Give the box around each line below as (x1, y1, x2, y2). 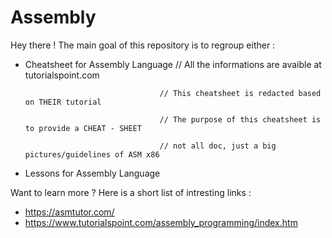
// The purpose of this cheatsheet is (159, 114, 322, 125)
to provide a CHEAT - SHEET (24, 123, 142, 133)
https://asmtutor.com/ (24, 206, 115, 218)
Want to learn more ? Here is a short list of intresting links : (10, 186, 252, 198)
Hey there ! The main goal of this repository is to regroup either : (10, 39, 276, 51)
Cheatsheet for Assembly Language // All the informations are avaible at (24, 58, 322, 70)
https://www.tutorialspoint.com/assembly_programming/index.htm (24, 216, 298, 228)
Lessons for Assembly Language (24, 167, 161, 179)
